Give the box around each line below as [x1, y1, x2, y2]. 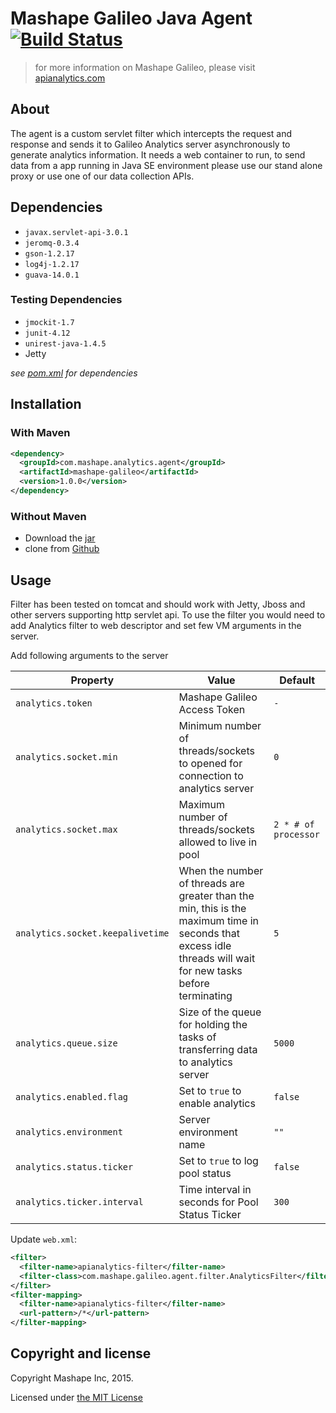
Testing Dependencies [10, 293, 123, 307]
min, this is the [178, 902, 247, 916]
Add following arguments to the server [10, 650, 169, 662]
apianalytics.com [34, 72, 106, 84]
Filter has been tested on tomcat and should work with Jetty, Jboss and [10, 598, 306, 611]
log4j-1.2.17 [24, 259, 80, 269]
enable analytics [178, 1097, 256, 1111]
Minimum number [178, 719, 262, 733]
